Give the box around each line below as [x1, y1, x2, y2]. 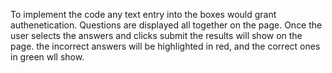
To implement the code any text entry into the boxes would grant [10, 9, 277, 20]
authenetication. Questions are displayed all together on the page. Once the [10, 19, 323, 31]
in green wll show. [10, 51, 85, 63]
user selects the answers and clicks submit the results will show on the [10, 30, 303, 41]
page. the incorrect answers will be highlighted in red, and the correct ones [10, 40, 321, 52]
